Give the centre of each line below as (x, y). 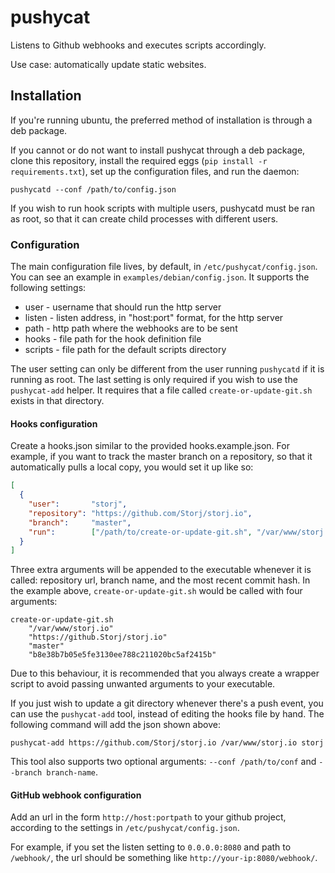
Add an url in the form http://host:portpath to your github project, (148, 817)
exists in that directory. (57, 401)
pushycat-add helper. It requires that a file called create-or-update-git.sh (161, 390)
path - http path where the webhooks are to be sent (131, 328)
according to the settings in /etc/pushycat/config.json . (125, 828)
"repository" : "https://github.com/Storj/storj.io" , (140, 513)
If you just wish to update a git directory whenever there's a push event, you (167, 703)
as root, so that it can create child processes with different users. (144, 218)
